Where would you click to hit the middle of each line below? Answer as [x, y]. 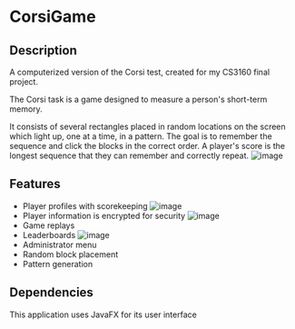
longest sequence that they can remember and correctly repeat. [129, 155]
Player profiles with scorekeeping [85, 205]
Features [35, 184]
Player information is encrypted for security [104, 215]
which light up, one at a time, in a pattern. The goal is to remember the [141, 136]
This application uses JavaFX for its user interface [103, 314]
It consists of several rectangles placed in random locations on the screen [147, 126]
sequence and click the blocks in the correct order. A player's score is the [147, 146]
